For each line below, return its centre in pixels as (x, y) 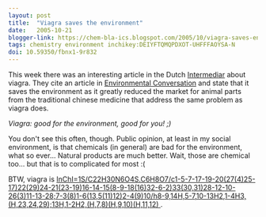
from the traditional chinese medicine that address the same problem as (125, 100)
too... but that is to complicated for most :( (77, 164)
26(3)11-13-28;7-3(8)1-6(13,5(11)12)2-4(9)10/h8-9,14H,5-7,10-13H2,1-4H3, (127, 196)
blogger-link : (32, 37)
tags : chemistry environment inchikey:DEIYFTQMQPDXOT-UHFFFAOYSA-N (122, 45)
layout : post (30, 15)
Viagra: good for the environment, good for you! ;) (90, 123)
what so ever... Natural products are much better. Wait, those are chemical (129, 155)
